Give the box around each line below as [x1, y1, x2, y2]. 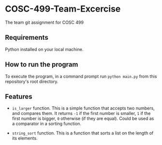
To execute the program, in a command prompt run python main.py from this [5, 73, 157, 79]
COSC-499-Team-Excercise [5, 3, 121, 15]
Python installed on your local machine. [5, 46, 84, 52]
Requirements [5, 33, 48, 42]
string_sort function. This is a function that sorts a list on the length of [12, 130, 154, 136]
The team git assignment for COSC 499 [5, 19, 84, 25]
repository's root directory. [5, 79, 59, 84]
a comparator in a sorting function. [12, 121, 81, 127]
